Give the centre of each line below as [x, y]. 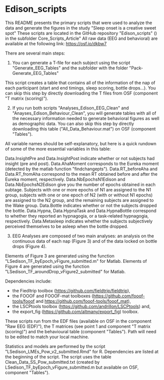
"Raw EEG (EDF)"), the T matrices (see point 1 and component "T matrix [78, 326]
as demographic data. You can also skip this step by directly [73, 124]
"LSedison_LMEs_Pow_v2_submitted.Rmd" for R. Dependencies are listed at [82, 351]
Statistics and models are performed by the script [55, 346]
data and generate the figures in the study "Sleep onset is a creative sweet [81, 28]
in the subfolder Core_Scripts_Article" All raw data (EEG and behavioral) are [82, 38]
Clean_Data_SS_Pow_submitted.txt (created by [52, 362]
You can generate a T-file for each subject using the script [71, 63]
